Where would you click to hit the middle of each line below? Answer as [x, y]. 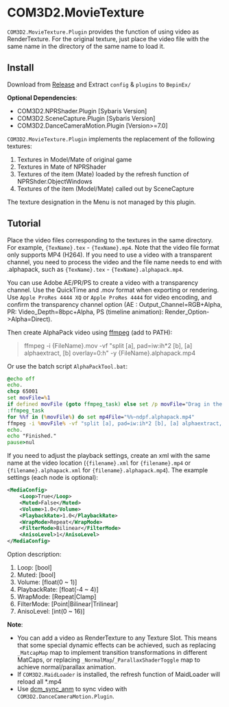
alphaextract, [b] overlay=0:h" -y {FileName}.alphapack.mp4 [110, 353]
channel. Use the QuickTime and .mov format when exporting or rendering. [113, 290]
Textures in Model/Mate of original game [74, 159]
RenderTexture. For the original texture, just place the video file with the [108, 38]
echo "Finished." [32, 436]
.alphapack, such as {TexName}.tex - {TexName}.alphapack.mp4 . [95, 269]
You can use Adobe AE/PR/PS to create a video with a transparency [103, 282]
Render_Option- [187, 312]
